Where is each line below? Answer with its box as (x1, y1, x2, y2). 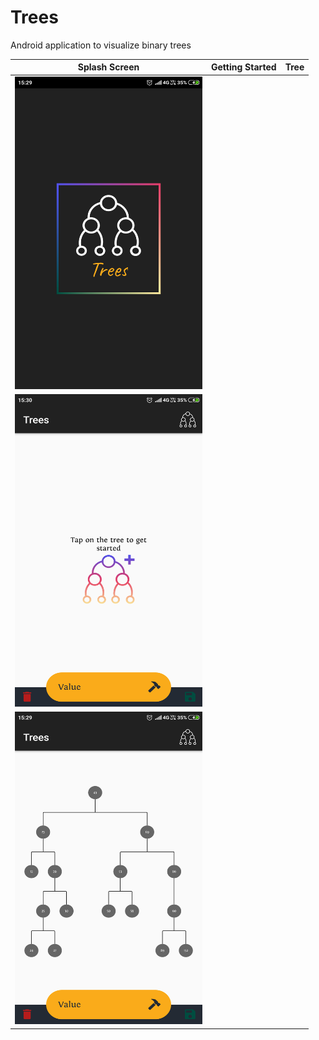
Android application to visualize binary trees (10, 39, 192, 51)
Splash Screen (77, 61, 140, 73)
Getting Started (211, 61, 277, 73)
